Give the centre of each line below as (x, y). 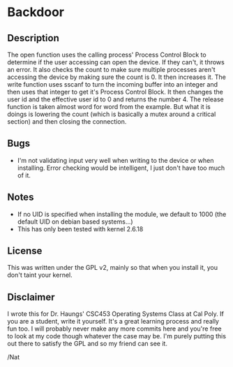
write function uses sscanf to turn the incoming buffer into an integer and (113, 84)
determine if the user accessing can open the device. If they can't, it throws (116, 62)
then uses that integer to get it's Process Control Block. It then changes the (115, 92)
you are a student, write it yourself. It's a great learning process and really (113, 322)
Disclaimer (31, 297)
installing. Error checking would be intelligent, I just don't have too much (121, 168)
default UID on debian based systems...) (75, 222)
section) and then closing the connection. (67, 122)
